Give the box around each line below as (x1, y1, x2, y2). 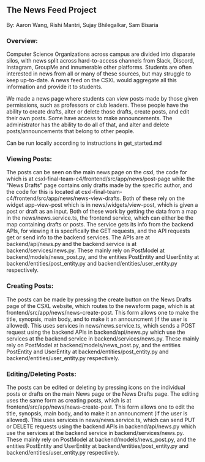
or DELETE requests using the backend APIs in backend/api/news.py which (6, 423, 196, 430)
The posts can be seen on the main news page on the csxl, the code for (6, 169, 188, 176)
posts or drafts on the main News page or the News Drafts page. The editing (6, 390, 199, 398)
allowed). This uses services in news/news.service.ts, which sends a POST (6, 321, 196, 329)
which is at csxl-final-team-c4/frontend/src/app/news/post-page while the (6, 175, 195, 183)
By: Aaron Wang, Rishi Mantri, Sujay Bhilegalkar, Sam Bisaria (6, 21, 159, 28)
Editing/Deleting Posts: (6, 369, 76, 378)
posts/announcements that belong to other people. (6, 128, 135, 135)
